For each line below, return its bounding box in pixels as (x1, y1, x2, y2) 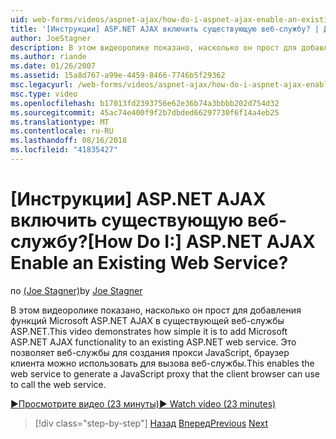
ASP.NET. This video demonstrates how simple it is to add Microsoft (10, 325, 288, 337)
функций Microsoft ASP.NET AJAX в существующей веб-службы (10, 314, 285, 326)
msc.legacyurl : (10, 80, 74, 90)
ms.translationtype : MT (10, 117, 110, 127)
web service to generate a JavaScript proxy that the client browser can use (10, 367, 320, 380)
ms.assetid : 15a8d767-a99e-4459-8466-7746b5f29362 (10, 71, 226, 81)
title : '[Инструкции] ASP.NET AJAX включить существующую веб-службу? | (10, 24, 320, 34)
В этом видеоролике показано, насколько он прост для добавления (10, 304, 302, 316)
